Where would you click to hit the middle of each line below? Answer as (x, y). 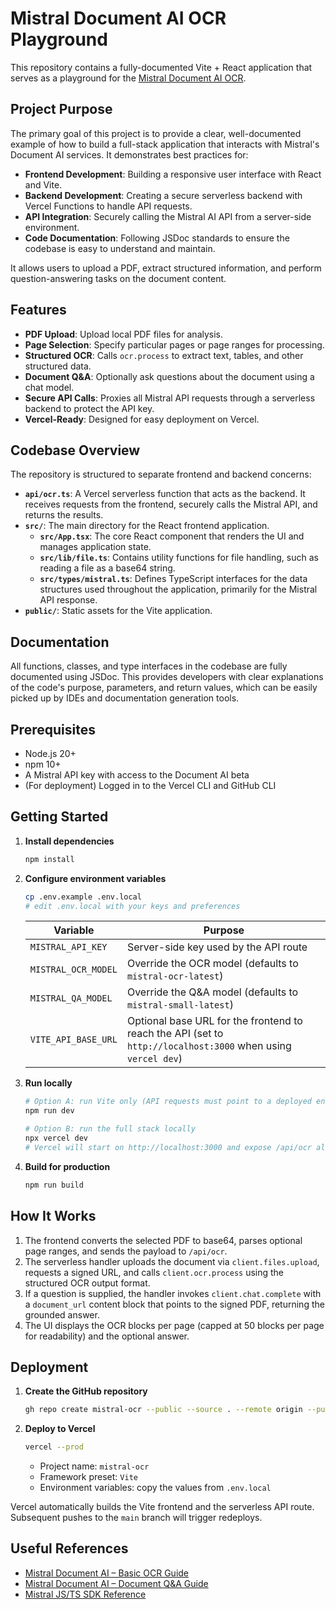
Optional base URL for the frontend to (214, 1021)
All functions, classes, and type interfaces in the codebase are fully (149, 666)
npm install (49, 859)
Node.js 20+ (50, 753)
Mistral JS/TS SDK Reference (85, 1594)
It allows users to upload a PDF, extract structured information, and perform (166, 268)
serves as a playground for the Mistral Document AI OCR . (128, 78)
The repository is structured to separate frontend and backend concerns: (161, 474)
